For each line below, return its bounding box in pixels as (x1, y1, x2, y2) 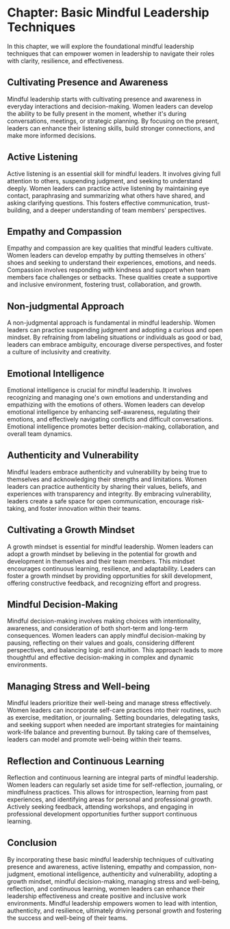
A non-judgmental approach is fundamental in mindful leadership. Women (7, 319, 216, 327)
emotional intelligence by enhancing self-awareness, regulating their (7, 408, 201, 416)
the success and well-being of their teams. (7, 913, 128, 921)
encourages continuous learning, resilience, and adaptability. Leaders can (7, 564, 216, 573)
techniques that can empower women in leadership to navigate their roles (7, 49, 214, 58)
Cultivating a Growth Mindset (7, 524, 135, 536)
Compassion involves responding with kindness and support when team (7, 266, 211, 274)
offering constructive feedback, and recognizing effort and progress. (7, 579, 201, 587)
